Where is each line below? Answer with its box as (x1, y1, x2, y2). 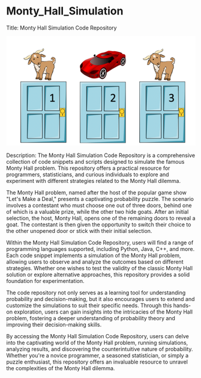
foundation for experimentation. (6, 277, 85, 285)
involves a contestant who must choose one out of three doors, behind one (6, 202, 192, 209)
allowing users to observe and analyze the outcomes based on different (6, 258, 184, 265)
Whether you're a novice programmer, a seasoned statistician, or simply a (6, 352, 189, 359)
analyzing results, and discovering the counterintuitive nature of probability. (6, 345, 193, 353)
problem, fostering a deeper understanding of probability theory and (6, 315, 176, 322)
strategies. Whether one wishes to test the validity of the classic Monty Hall (6, 265, 193, 272)
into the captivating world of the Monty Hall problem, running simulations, (6, 339, 188, 347)
